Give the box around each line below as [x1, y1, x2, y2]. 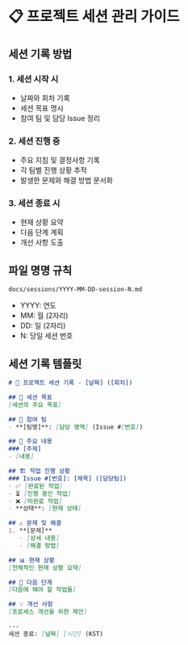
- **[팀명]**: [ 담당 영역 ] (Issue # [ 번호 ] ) [8, 423, 144, 431]
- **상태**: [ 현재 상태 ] [8, 505, 82, 513]
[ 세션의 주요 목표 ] [8, 400, 62, 408]
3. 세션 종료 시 [8, 198, 61, 209]
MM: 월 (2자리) [19, 311, 69, 320]
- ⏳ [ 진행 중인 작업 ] [8, 489, 72, 497]
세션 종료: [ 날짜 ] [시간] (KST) [8, 630, 103, 638]
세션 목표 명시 [19, 103, 64, 113]
